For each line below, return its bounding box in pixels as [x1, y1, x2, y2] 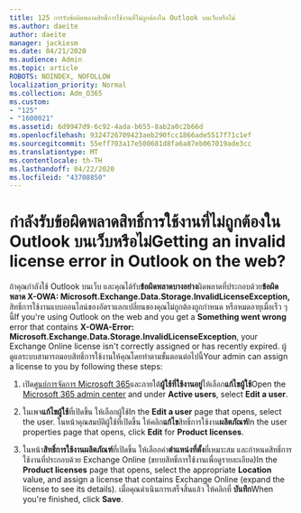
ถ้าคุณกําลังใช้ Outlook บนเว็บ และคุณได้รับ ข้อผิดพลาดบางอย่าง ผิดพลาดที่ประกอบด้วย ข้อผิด [9, 281, 279, 292]
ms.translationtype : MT [9, 147, 99, 156]
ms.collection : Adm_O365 [9, 89, 103, 98]
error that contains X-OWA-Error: [9, 322, 135, 332]
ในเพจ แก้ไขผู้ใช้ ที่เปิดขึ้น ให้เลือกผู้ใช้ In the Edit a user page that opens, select [22, 406, 282, 417]
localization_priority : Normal [9, 80, 127, 89]
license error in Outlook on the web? [9, 251, 287, 272]
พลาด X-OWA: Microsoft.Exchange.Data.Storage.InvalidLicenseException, [9, 291, 291, 303]
